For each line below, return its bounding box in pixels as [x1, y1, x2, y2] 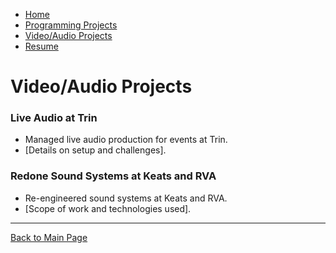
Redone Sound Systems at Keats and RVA [10, 169, 217, 183]
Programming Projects [24, 19, 118, 31]
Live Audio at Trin [10, 111, 98, 125]
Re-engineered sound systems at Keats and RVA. [24, 192, 228, 204]
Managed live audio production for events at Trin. [24, 134, 228, 146]
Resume [24, 40, 59, 52]
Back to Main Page [10, 231, 88, 243]
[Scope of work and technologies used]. [24, 202, 192, 214]
